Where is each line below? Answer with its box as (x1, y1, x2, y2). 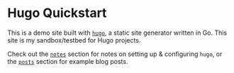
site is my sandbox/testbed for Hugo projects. (7, 35, 141, 44)
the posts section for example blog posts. (7, 57, 128, 65)
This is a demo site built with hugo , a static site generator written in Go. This (7, 28, 228, 37)
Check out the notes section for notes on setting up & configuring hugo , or (7, 50, 223, 58)
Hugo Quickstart (7, 5, 107, 21)
